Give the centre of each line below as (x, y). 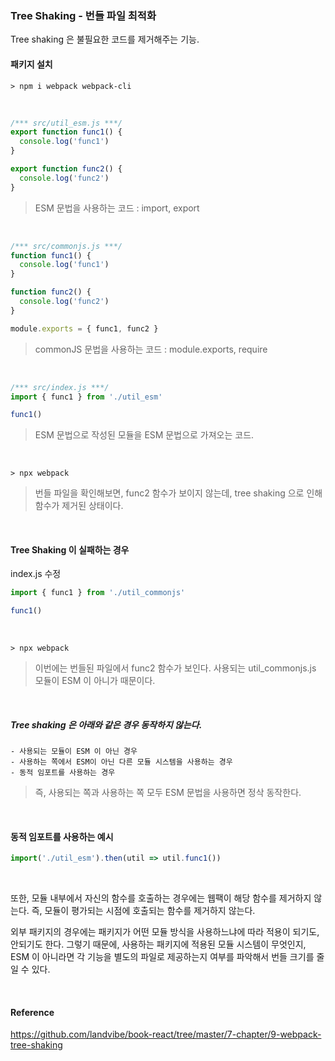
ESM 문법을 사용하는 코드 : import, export (117, 208)
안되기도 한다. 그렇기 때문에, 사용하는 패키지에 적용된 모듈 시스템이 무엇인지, (158, 944)
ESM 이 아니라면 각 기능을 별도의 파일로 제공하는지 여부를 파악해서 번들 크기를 (162, 957)
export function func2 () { (66, 169)
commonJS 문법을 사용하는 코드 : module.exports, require (151, 349)
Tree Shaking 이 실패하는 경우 (70, 549)
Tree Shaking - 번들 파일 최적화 (83, 15)
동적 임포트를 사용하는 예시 (62, 836)
